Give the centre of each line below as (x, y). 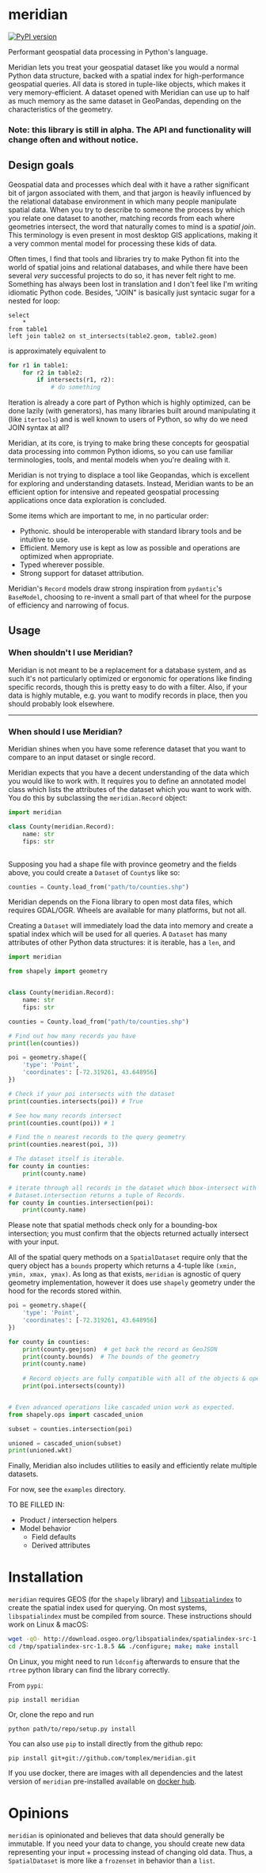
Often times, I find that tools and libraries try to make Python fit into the (124, 258)
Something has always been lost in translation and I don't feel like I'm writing (133, 284)
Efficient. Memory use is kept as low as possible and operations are (130, 548)
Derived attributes (61, 1545)
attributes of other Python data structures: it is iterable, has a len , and (122, 942)
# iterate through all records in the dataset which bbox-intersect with (133, 1188)
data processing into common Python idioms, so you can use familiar (121, 451)
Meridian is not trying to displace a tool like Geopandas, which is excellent (129, 475)
